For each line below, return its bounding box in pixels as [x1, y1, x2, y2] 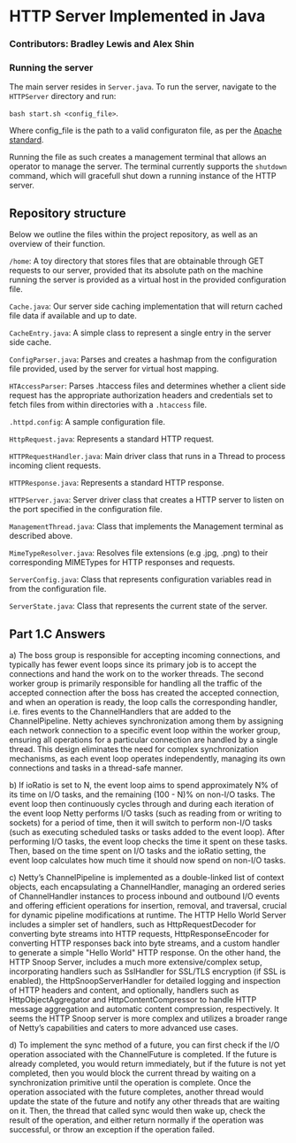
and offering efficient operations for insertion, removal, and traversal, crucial [9, 901, 287, 911]
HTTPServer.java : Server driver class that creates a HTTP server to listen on [9, 495, 285, 505]
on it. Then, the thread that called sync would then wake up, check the [9, 1106, 266, 1116]
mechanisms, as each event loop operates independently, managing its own [9, 754, 285, 764]
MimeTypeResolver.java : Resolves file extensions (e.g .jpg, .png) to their [9, 548, 269, 558]
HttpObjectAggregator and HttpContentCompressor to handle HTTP [9, 994, 257, 1005]
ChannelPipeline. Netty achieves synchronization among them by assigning [9, 716, 285, 726]
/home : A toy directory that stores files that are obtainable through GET [9, 256, 265, 266]
